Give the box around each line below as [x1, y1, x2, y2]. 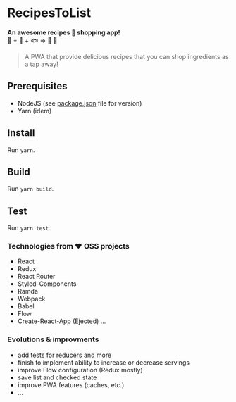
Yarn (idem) [17, 106, 52, 115]
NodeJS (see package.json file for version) [17, 99, 142, 107]
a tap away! [24, 60, 58, 68]
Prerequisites [7, 80, 68, 92]
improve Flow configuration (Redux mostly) [17, 365, 143, 374]
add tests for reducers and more [17, 351, 112, 359]
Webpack [17, 294, 46, 303]
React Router [17, 272, 56, 281]
